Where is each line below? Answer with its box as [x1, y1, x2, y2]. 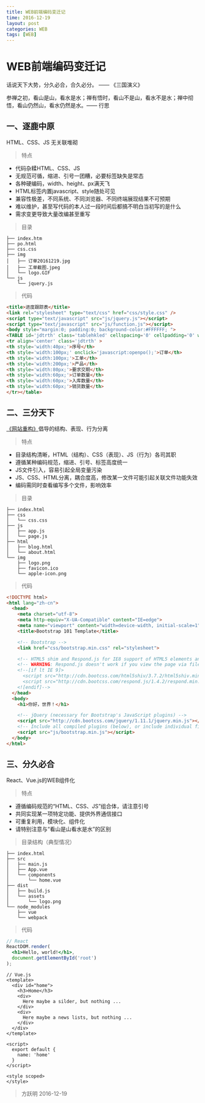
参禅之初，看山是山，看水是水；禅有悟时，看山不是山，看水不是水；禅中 [6, 94, 188, 101]
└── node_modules [6, 904, 51, 910]
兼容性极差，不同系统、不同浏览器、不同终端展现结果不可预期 [15, 195, 171, 202]
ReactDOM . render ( [6, 944, 51, 950]
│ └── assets [6, 893, 45, 899]
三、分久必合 [6, 759, 55, 769]
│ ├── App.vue [6, 866, 48, 872]
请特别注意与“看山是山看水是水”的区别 [15, 825, 112, 833]
